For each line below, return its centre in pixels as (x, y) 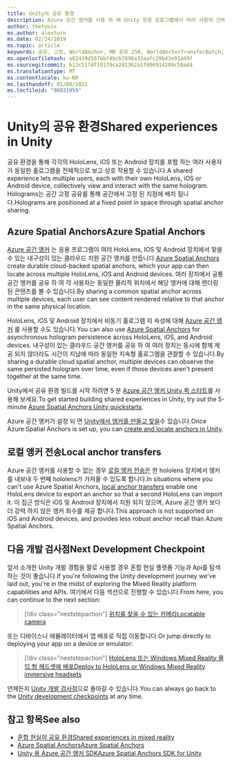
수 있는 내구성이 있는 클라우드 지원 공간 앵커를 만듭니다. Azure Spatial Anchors (113, 258)
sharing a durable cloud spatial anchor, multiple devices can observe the (110, 361)
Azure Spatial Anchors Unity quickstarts (85, 407)
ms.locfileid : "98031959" (44, 90)
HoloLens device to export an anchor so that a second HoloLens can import (115, 493)
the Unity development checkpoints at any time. (75, 696)
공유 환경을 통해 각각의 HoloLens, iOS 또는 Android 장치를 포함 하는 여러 (106, 162)
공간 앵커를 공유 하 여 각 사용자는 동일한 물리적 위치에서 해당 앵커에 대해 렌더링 (113, 282)
